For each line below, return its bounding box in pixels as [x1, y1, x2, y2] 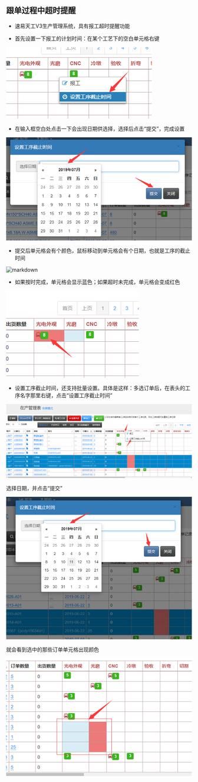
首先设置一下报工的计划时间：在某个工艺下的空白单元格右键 [14, 35, 160, 42]
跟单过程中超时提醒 [6, 5, 76, 16]
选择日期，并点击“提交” [6, 484, 63, 491]
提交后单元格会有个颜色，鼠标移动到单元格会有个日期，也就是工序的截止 [14, 247, 190, 255]
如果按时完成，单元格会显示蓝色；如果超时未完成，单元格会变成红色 [14, 279, 180, 286]
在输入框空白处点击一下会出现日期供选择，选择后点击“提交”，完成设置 [14, 125, 185, 132]
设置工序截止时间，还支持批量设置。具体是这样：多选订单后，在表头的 [14, 385, 186, 392]
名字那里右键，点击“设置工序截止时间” [19, 392, 113, 399]
